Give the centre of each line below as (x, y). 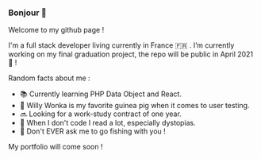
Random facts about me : (49, 78)
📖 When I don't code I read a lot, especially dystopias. (107, 123)
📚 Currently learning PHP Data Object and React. (101, 94)
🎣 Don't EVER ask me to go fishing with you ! (93, 131)
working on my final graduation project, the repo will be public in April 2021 (131, 54)
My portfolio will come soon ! (56, 147)
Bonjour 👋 (27, 13)
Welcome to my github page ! (56, 30)
